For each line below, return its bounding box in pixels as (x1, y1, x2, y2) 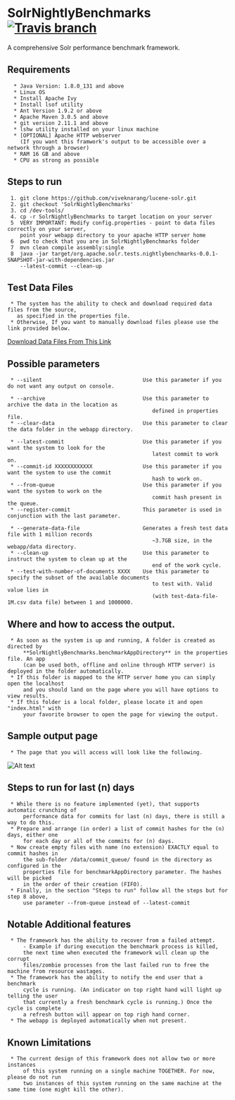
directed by (7, 643, 42, 650)
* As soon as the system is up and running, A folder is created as (10, 637, 216, 644)
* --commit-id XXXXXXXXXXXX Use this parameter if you (10, 463, 222, 470)
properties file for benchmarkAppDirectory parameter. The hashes (23, 868, 222, 875)
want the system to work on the (7, 488, 102, 495)
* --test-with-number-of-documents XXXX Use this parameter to (10, 568, 210, 575)
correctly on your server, (7, 225, 87, 232)
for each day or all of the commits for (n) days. (23, 837, 174, 844)
